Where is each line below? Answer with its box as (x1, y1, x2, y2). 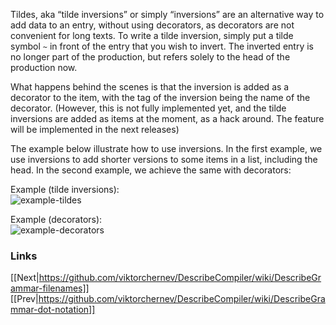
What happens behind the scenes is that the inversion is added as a (10, 81, 290, 93)
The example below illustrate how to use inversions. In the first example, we (10, 143, 323, 154)
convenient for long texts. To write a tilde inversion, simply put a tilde (10, 30, 294, 41)
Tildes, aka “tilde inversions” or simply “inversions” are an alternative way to (10, 9, 325, 20)
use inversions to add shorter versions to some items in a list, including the (10, 154, 318, 165)
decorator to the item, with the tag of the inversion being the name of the (10, 92, 311, 103)
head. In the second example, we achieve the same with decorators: (10, 164, 292, 176)
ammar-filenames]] (10, 282, 90, 294)
